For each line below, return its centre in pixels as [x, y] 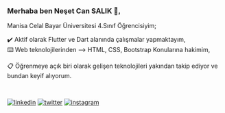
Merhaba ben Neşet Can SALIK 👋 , [64, 11]
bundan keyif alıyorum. [39, 76]
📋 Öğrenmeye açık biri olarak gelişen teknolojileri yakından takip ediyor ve [113, 66]
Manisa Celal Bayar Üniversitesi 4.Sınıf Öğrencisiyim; [82, 26]
